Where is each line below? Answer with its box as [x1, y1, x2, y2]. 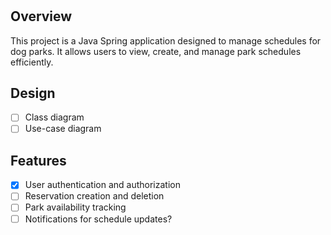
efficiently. [10, 56, 54, 68]
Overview [10, 8, 73, 25]
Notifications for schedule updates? [24, 213, 173, 225]
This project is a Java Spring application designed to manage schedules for [10, 34, 322, 47]
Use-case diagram [24, 123, 102, 135]
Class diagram [24, 111, 85, 123]
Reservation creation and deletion [24, 190, 165, 202]
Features [10, 152, 67, 169]
